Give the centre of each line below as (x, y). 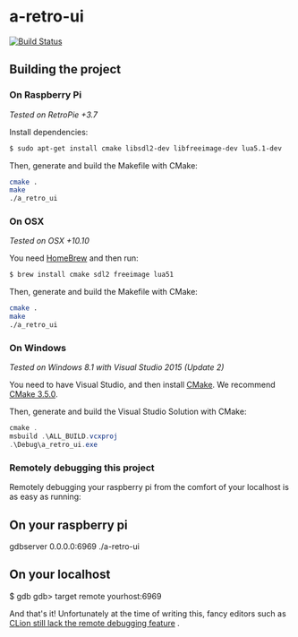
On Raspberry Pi (46, 95)
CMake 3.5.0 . (34, 394)
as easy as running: (46, 497)
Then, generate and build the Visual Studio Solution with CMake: (128, 412)
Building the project (65, 69)
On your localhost (60, 575)
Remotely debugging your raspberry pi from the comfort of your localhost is (149, 487)
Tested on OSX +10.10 (49, 241)
